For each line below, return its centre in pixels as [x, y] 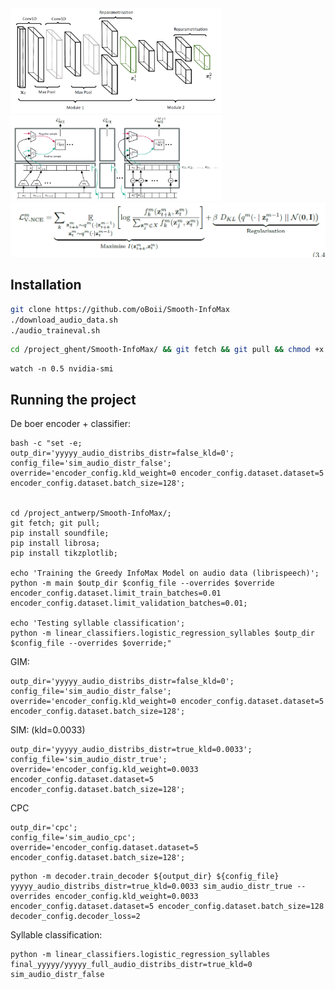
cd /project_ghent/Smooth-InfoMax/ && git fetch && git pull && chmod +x [167, 350]
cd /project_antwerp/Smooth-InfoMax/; [91, 513]
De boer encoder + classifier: [70, 424]
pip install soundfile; [60, 533]
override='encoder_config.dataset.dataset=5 [104, 848]
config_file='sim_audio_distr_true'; [89, 760]
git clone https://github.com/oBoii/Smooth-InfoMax [120, 309]
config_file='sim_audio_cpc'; [73, 838]
